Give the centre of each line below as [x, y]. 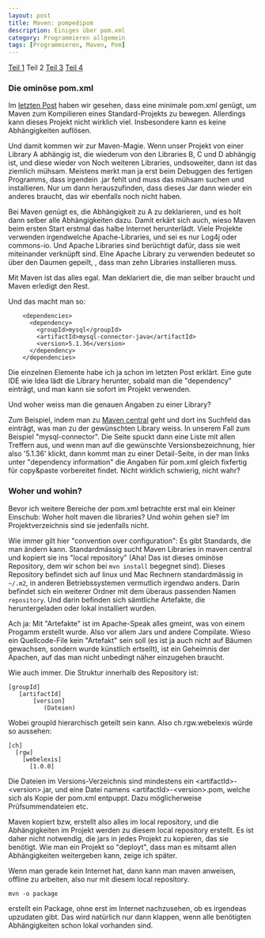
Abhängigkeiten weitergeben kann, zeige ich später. [93, 855]
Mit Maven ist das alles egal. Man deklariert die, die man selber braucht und [132, 278]
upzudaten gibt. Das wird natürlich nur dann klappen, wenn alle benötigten [130, 917]
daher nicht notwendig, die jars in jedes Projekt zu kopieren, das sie [119, 838]
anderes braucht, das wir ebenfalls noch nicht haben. [95, 197]
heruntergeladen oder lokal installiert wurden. [82, 608]
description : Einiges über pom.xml [67, 30]
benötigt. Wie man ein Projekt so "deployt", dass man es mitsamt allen [123, 847]
